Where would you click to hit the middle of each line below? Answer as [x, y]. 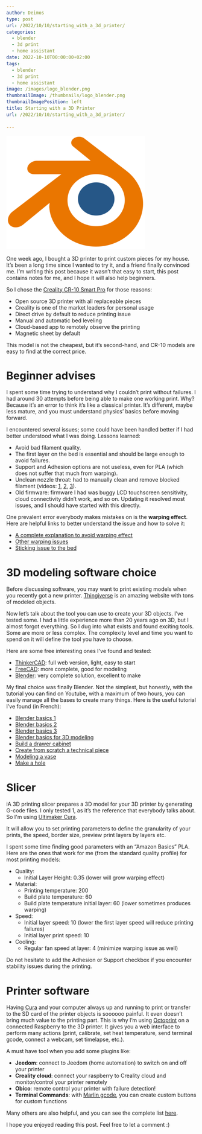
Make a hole [30, 763]
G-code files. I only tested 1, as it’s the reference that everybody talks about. [101, 811]
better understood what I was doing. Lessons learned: [73, 436]
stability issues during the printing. [49, 966]
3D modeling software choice [81, 572]
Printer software [48, 991]
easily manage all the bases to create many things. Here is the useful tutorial [101, 700]
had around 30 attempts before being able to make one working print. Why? [100, 399]
